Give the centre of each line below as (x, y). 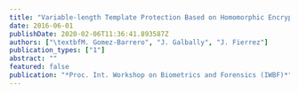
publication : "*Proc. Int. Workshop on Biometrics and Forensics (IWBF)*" (151, 75)
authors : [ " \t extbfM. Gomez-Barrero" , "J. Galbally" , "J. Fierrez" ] (139, 42)
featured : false (39, 67)
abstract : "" (33, 58)
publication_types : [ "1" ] (57, 50)
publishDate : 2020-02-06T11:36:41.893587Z (89, 34)
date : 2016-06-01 (41, 26)
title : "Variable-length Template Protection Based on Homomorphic (137, 17)
